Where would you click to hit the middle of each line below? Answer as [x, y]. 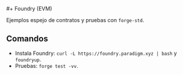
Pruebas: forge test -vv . [46, 65]
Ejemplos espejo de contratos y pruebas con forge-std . [75, 20]
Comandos [27, 39]
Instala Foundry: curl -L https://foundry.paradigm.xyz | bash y [96, 53]
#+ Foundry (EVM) [29, 9]
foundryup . [28, 60]
